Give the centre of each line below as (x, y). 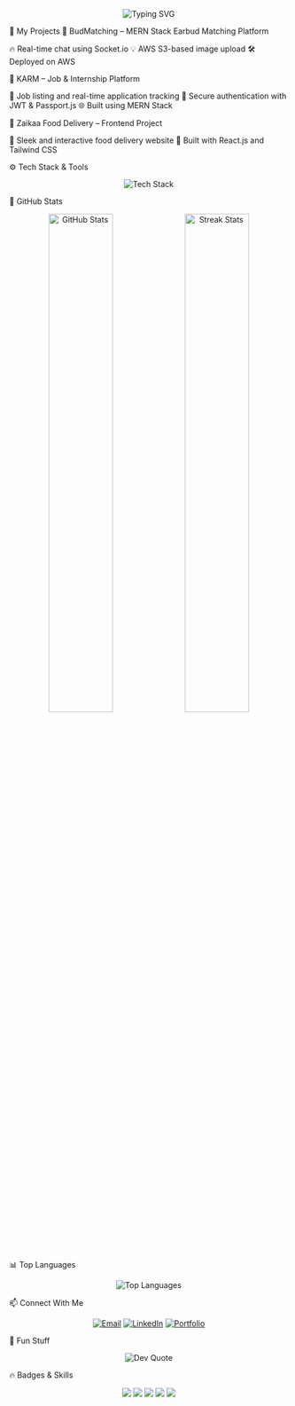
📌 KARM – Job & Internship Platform (74, 79)
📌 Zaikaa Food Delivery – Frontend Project (86, 123)
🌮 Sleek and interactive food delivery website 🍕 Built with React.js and (136, 140)
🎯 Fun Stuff (30, 1340)
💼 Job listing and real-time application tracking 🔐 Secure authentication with (148, 96)
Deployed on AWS (42, 62)
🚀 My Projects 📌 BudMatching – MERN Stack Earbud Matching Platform (139, 31)
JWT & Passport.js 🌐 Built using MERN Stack (91, 105)
